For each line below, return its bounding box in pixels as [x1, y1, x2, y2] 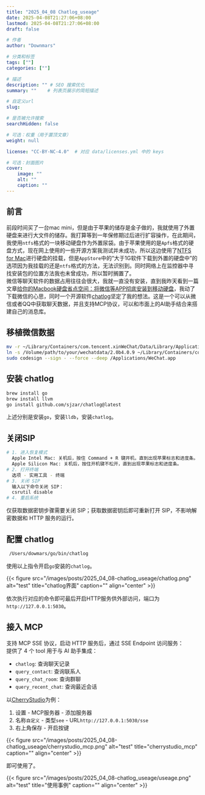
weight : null [6, 137, 40, 143]
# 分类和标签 [6, 54, 35, 60]
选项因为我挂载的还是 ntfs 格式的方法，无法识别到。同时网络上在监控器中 [6, 262, 189, 269]
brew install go [6, 390, 48, 396]
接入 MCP [6, 622, 43, 633]
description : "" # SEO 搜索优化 [6, 82, 85, 88]
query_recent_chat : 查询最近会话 [15, 683, 98, 690]
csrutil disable [12, 489, 53, 495]
